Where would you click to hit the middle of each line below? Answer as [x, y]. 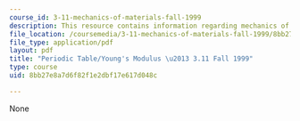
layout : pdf [31, 51]
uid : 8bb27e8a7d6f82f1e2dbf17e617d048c [83, 76]
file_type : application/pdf [62, 42]
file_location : [37, 34]
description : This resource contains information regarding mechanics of [150, 26]
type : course [33, 68]
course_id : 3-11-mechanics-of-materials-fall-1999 [105, 17]
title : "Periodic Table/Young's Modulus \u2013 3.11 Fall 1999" [131, 59]
